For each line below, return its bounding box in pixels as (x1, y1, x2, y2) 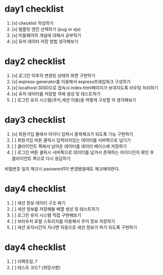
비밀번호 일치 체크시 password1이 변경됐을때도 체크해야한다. (4, 166, 120, 172)
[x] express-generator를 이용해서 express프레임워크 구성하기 (11, 79, 131, 84)
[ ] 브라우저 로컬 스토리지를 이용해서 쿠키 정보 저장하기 (11, 218, 115, 224)
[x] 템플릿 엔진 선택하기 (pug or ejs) (11, 26, 81, 32)
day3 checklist (4, 115, 66, 125)
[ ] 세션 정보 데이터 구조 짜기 (11, 200, 66, 206)
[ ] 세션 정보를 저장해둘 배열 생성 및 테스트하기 (11, 206, 100, 212)
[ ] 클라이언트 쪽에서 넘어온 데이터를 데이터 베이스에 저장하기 (11, 143, 127, 149)
